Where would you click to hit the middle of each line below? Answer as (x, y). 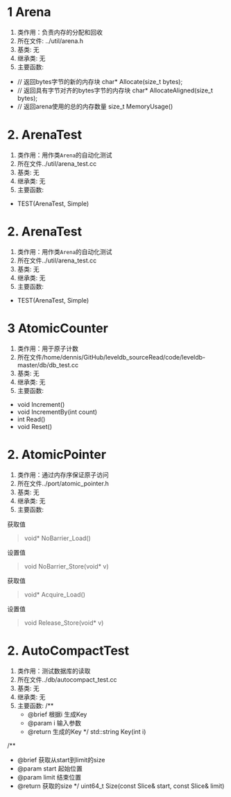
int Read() (31, 419)
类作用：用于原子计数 (48, 349)
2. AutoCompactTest (68, 651)
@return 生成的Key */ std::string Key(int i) (87, 731)
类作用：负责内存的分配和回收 (60, 32)
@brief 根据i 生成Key (57, 714)
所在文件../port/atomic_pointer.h (63, 483)
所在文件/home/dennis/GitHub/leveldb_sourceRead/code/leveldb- (111, 357)
